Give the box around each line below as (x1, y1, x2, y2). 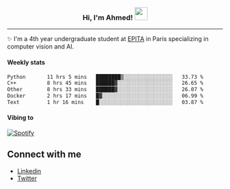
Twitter (16, 174, 38, 182)
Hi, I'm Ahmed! (82, 12, 133, 22)
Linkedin (16, 166, 42, 175)
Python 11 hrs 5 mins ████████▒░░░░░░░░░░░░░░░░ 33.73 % (7, 73, 204, 80)
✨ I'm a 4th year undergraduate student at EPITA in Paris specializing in (7, 35, 209, 43)
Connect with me (7, 149, 82, 160)
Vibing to (7, 114, 34, 122)
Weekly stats (7, 58, 46, 66)
